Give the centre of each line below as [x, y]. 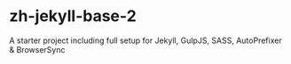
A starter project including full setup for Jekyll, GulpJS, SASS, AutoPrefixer [145, 40]
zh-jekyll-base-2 [73, 16]
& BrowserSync [37, 49]
